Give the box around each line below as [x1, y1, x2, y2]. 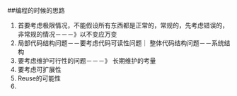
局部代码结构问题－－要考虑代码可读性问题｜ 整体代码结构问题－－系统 [17, 39, 224, 47]
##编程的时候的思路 [7, 6, 65, 14]
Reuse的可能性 [17, 74, 62, 83]
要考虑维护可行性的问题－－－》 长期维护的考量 [17, 56, 156, 65]
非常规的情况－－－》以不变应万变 [17, 30, 117, 38]
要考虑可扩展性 [17, 66, 62, 73]
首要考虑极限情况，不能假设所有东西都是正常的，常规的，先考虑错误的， [17, 21, 229, 30]
